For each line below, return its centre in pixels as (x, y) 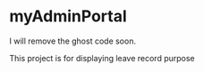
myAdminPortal (68, 16)
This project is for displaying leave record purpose (102, 58)
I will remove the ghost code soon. (73, 41)
